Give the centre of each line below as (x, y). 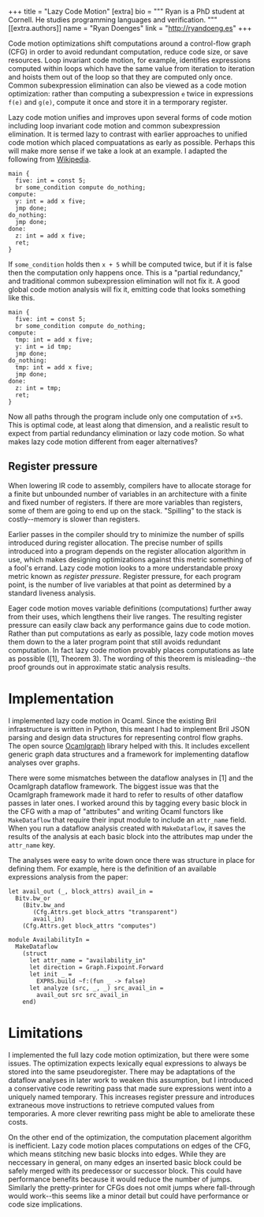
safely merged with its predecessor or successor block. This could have (125, 1170)
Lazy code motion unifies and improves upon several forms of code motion (130, 117)
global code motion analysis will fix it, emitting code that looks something (127, 289)
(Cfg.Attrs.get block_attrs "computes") (89, 926)
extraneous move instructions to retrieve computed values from (112, 1105)
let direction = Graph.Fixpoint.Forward (96, 967)
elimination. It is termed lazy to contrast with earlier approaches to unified (128, 134)
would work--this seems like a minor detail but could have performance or (128, 1196)
